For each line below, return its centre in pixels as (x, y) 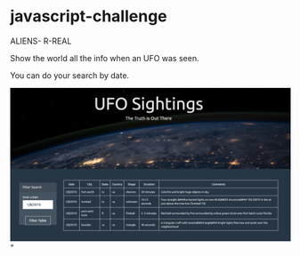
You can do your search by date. (70, 75)
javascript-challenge (89, 16)
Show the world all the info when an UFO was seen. (105, 58)
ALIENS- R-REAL (41, 41)
